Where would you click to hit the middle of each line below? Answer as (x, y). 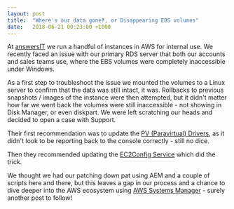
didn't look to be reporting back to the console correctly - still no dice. (109, 141)
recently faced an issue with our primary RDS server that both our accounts (116, 54)
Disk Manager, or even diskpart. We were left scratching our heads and (110, 112)
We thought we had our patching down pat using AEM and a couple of (109, 175)
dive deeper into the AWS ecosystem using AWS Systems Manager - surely (116, 191)
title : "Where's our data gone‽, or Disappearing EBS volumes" (103, 20)
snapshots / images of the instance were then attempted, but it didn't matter (117, 97)
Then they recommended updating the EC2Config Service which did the (111, 154)
